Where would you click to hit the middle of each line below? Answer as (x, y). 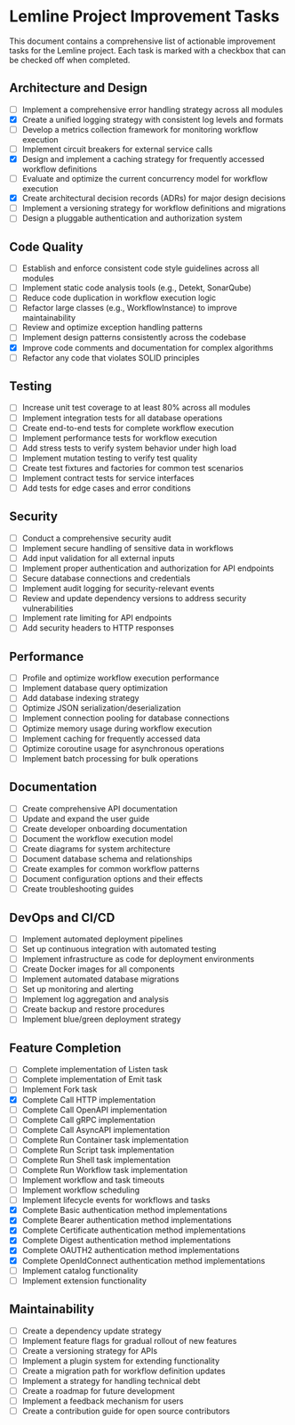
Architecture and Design (79, 88)
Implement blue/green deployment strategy (101, 1019)
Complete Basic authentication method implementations (125, 1210)
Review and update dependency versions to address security (134, 598)
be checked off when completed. (70, 60)
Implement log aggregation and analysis (95, 999)
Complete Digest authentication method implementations (126, 1241)
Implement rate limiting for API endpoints (97, 618)
